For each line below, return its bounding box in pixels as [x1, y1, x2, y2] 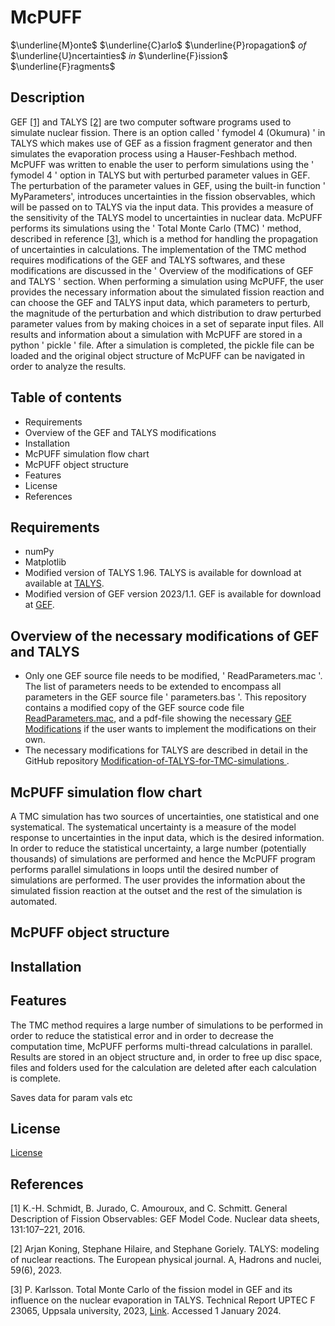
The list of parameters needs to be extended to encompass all [24, 681, 282, 693]
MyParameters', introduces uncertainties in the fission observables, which [10, 190, 316, 202]
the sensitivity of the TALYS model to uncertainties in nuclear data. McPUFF [10, 211, 323, 223]
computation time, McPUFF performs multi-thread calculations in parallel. [10, 1040, 313, 1052]
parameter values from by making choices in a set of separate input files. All [10, 317, 324, 330]
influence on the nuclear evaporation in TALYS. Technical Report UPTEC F [10, 1294, 316, 1306]
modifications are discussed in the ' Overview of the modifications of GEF [10, 264, 314, 276]
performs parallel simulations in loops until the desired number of [10, 864, 280, 875]
